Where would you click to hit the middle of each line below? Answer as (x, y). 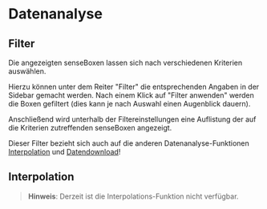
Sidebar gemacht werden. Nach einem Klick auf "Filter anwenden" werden (131, 95)
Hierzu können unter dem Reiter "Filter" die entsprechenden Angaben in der (134, 86)
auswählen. (27, 71)
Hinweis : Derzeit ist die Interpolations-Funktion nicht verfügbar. (133, 196)
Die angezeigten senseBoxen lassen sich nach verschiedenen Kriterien (125, 62)
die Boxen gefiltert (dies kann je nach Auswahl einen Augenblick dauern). (129, 104)
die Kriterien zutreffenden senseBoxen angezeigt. (90, 128)
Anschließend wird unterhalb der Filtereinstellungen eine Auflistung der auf (132, 119)
